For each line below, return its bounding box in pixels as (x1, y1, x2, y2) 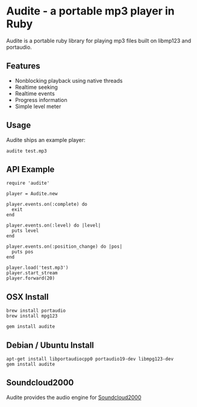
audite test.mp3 (6, 148, 47, 154)
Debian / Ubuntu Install (6, 340, 95, 350)
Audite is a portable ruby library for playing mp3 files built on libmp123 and (6, 37, 192, 44)
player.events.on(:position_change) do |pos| (6, 243, 122, 250)
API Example (6, 164, 55, 175)
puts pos (11, 249, 34, 255)
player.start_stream (6, 270, 58, 276)
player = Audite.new (6, 191, 58, 197)
